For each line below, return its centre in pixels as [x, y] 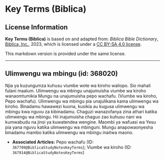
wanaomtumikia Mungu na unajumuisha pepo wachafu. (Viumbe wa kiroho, [81, 96]
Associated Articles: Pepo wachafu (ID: [53, 142]
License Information [36, 27]
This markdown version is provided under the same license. [66, 53]
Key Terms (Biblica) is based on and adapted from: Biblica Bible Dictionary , [82, 39]
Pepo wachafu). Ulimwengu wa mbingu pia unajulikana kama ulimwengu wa [82, 101]
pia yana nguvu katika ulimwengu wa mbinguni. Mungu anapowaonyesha [79, 127]
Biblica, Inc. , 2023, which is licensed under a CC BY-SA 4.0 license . [73, 44]
